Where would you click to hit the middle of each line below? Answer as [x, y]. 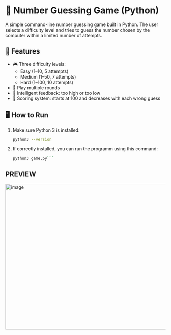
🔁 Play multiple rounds [36, 87]
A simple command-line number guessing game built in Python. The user [82, 24]
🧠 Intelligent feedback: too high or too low [56, 93]
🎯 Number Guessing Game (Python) [82, 10]
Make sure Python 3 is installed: [46, 130]
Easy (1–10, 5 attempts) [44, 71]
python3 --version [32, 139]
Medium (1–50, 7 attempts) [48, 76]
